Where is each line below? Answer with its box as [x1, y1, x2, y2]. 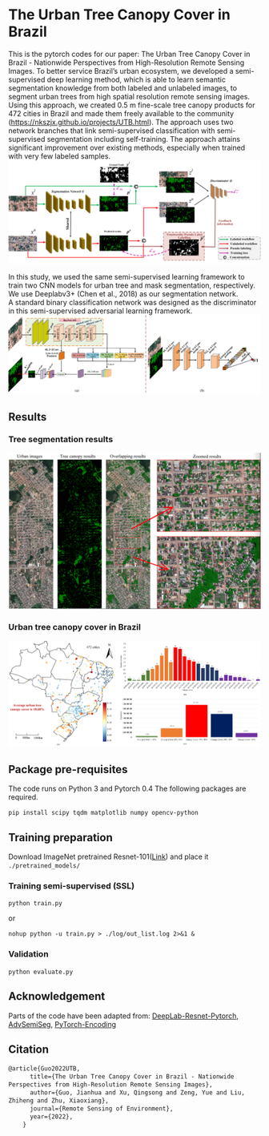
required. [8, 792, 38, 802]
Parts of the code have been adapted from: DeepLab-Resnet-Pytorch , [8, 1011, 239, 1021]
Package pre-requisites [8, 763, 128, 776]
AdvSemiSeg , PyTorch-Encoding [8, 1019, 117, 1029]
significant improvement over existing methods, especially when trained [8, 143, 246, 152]
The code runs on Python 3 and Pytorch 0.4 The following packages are [8, 784, 247, 794]
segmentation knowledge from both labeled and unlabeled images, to [8, 83, 238, 93]
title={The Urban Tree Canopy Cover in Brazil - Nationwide [29, 1073, 235, 1081]
